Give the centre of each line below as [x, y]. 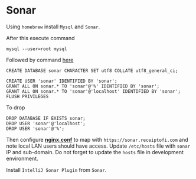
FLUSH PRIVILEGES [27, 96]
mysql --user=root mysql [37, 49]
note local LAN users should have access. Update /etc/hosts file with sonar [98, 146]
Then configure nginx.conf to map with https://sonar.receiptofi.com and [97, 139]
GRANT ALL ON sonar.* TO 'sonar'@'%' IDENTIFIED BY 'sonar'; [83, 86]
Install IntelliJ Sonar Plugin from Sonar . [56, 170]
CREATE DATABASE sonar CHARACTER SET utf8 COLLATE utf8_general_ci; [92, 71]
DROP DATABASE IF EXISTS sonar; [46, 118]
